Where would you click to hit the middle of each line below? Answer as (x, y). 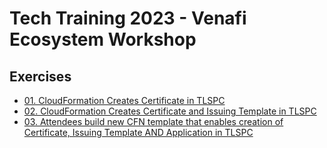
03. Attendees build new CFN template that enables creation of (153, 121)
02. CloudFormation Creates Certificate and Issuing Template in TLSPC (170, 111)
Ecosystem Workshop (103, 39)
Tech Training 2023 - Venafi (128, 18)
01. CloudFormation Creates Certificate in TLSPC (124, 100)
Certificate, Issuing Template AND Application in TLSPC (138, 132)
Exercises (40, 76)
